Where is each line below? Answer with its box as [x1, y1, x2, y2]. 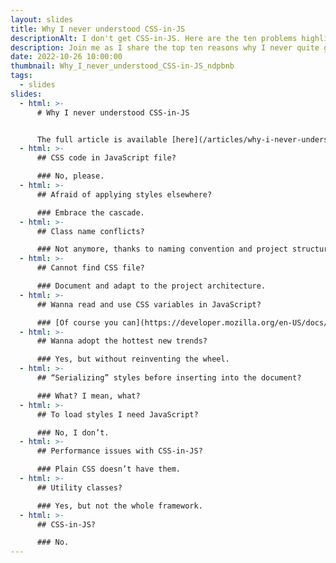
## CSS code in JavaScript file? [36, 153, 177, 163]
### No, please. [36, 171, 105, 181]
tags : [10, 71, 33, 81]
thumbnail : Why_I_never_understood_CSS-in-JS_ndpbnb [10, 61, 235, 71]
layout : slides [10, 14, 74, 25]
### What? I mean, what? [36, 391, 141, 401]
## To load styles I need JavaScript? [36, 409, 199, 420]
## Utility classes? [36, 482, 123, 493]
